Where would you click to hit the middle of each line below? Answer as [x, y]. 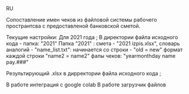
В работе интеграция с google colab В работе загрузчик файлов [86, 85]
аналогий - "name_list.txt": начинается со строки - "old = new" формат [95, 50]
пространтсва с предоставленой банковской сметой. [73, 26]
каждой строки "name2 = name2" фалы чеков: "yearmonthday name [91, 56]
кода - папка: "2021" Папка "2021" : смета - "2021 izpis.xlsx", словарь [93, 43]
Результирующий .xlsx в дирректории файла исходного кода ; [84, 73]
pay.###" [17, 62]
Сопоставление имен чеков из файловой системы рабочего [82, 20]
